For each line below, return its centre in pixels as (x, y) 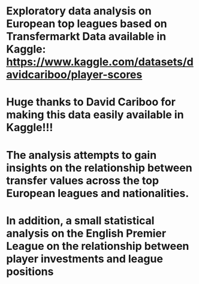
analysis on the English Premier (86, 233)
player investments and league (85, 259)
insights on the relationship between (99, 167)
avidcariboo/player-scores (74, 75)
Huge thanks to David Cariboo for (91, 102)
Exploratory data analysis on (79, 11)
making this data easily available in (95, 115)
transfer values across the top (83, 180)
